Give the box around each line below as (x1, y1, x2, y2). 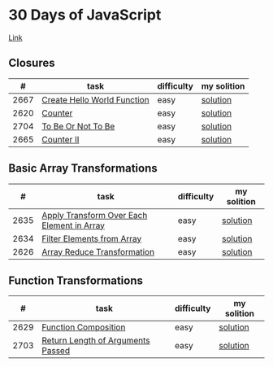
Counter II (41, 133, 80, 145)
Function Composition (41, 321, 126, 333)
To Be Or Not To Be (41, 120, 115, 132)
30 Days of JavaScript (8, 6, 162, 24)
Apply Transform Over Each (41, 209, 148, 221)
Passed (41, 345, 71, 356)
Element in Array (41, 220, 106, 231)
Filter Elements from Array (41, 233, 142, 244)
